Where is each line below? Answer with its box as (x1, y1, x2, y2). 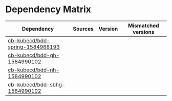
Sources (73, 25, 94, 32)
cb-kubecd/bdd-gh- (8, 52, 60, 59)
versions (133, 28, 155, 35)
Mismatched (127, 22, 160, 29)
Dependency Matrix (5, 4, 91, 15)
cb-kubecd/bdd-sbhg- (8, 81, 66, 88)
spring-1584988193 (8, 43, 60, 50)
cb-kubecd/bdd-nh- (8, 66, 60, 73)
